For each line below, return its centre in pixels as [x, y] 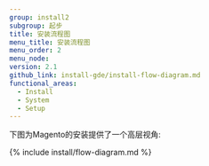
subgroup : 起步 [36, 26]
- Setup [32, 108]
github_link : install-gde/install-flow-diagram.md [105, 75]
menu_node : [29, 59]
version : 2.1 [33, 67]
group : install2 [39, 17]
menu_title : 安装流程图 [50, 42]
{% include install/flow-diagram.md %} [80, 153]
